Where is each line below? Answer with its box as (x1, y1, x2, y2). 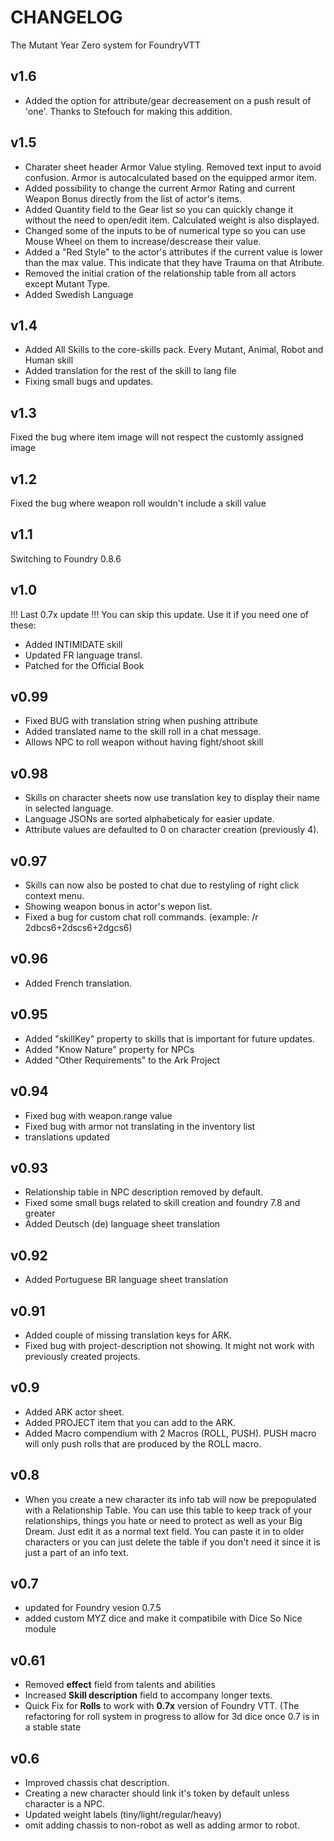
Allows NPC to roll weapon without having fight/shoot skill (24, 736, 264, 748)
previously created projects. (24, 1350, 141, 1362)
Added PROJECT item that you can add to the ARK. (24, 1416, 237, 1428)
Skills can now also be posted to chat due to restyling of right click (24, 879, 300, 891)
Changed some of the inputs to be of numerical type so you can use (24, 224, 307, 236)
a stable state (24, 1721, 82, 1733)
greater (24, 1207, 56, 1220)
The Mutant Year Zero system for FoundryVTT (10, 39, 201, 51)
